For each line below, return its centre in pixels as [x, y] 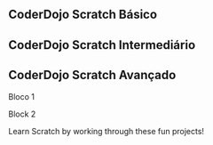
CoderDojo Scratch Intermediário [102, 45]
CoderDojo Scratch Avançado [92, 75]
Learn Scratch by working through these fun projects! [106, 131]
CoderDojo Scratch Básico [83, 15]
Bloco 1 [21, 96]
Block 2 [22, 114]
